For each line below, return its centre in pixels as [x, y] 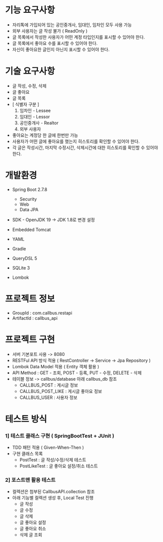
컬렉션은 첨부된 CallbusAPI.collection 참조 [53, 492]
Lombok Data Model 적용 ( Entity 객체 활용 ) [56, 366]
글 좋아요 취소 [33, 529]
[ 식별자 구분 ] [26, 104]
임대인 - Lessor [35, 116]
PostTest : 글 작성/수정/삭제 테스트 [53, 460]
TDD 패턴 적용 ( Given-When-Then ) [48, 448]
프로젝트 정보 [30, 299]
